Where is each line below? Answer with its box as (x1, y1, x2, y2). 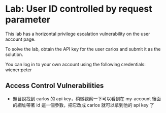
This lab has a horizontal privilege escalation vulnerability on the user (5, 31, 150, 37)
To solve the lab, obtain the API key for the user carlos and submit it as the (5, 46, 161, 52)
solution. (5, 51, 24, 58)
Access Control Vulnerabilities (5, 81, 104, 90)
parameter (5, 14, 51, 25)
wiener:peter (5, 67, 32, 73)
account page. (5, 36, 36, 42)
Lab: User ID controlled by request (5, 3, 152, 15)
